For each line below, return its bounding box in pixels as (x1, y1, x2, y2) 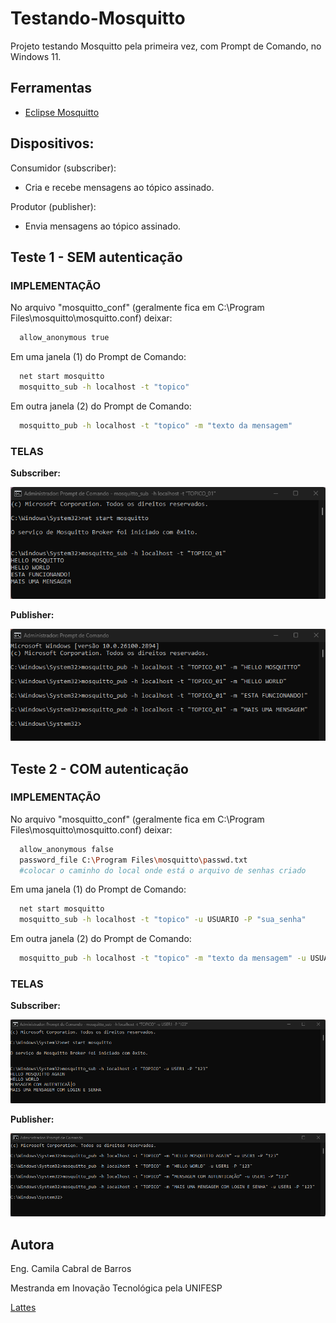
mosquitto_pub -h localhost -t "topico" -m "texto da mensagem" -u (19, 953, 307, 964)
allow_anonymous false (19, 844, 114, 854)
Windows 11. (10, 50, 62, 62)
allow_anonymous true (19, 333, 110, 343)
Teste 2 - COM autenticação (10, 760, 189, 777)
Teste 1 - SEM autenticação (10, 248, 183, 266)
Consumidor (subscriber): (10, 162, 117, 174)
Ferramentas (10, 80, 92, 97)
